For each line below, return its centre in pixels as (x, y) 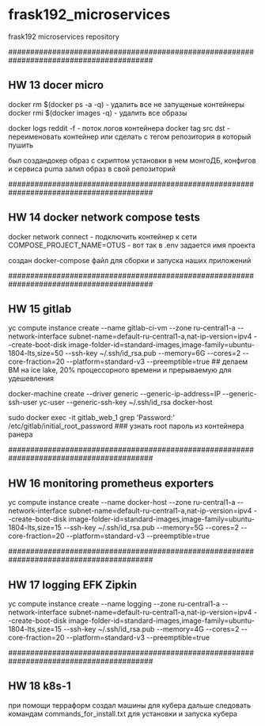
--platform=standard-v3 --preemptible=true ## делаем (157, 361)
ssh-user (23, 403)
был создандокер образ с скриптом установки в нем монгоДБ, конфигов (132, 160)
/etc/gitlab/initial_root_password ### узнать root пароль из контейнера (126, 426)
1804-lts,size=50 (36, 353)
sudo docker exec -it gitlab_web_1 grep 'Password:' (92, 418)
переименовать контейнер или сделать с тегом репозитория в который (130, 136)
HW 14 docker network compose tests (104, 218)
